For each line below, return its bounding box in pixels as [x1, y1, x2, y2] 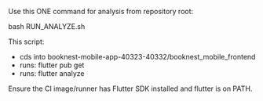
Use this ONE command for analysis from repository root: [8, 7, 194, 16]
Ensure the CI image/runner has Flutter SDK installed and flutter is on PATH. [8, 84, 253, 93]
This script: [8, 37, 45, 46]
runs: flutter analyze [19, 69, 85, 78]
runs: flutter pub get [19, 60, 85, 70]
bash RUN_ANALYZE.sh [8, 22, 86, 31]
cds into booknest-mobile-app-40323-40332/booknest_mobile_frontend [19, 52, 256, 61]
